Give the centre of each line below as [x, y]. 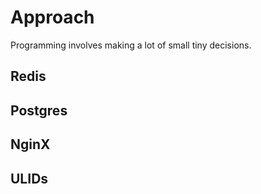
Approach [52, 17]
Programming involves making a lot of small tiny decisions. [131, 45]
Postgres [39, 110]
